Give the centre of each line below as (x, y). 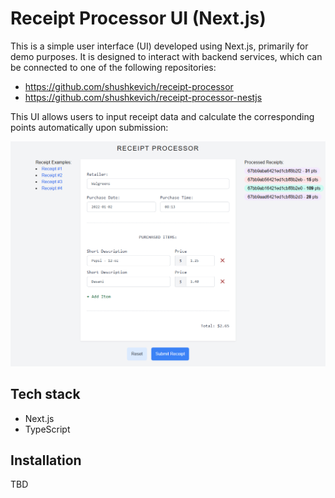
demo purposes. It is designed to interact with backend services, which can (166, 56)
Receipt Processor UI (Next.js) (138, 18)
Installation (46, 460)
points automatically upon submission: (89, 127)
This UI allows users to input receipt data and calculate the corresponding (162, 116)
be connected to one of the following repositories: (113, 67)
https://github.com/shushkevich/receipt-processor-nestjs (143, 97)
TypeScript (47, 429)
